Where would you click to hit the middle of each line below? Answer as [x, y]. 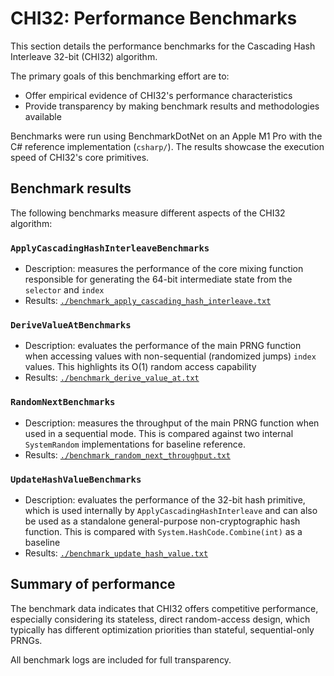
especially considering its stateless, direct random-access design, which [160, 619]
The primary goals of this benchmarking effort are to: [120, 76]
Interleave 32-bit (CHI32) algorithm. [84, 56]
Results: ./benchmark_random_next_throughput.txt [127, 454]
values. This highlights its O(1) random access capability [140, 367]
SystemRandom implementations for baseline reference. [135, 444]
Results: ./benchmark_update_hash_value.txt [116, 553]
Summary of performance [93, 584]
